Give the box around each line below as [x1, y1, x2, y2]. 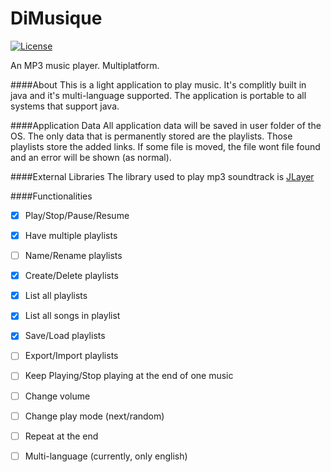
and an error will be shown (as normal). [10, 151, 172, 163]
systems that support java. [10, 100, 120, 112]
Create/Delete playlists [24, 270, 119, 282]
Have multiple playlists [24, 230, 118, 241]
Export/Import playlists [24, 350, 119, 362]
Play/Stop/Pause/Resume [24, 209, 130, 221]
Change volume [24, 390, 91, 402]
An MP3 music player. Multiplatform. [10, 59, 160, 71]
